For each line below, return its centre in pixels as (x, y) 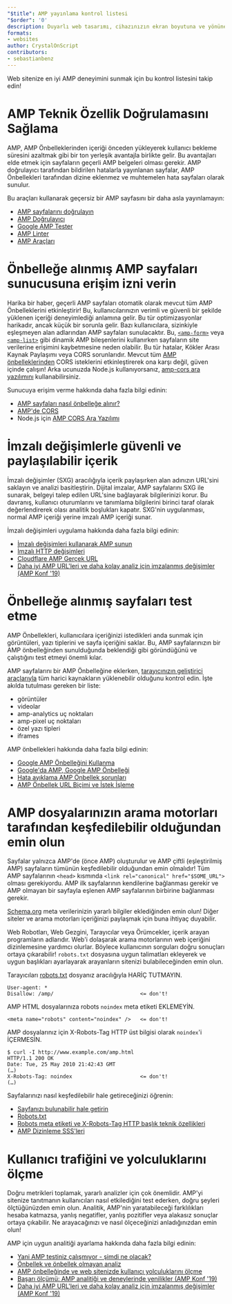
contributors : (28, 53)
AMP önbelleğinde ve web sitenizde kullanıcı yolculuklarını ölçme (109, 1271)
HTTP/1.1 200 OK (30, 1059)
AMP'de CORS (38, 410)
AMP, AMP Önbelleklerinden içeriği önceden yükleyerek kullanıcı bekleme (112, 148)
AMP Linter (33, 234)
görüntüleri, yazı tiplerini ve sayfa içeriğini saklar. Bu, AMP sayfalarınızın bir (114, 643)
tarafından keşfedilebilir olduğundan (114, 827)
